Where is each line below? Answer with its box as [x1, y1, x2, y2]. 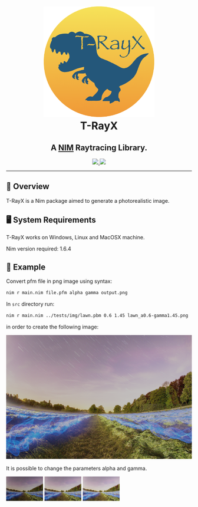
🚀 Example [6, 262, 46, 272]
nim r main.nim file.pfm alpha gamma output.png [6, 290, 128, 296]
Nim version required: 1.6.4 [6, 245, 72, 252]
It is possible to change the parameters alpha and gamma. [6, 465, 147, 472]
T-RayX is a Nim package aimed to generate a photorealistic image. [6, 197, 170, 204]
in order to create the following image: [6, 324, 99, 331]
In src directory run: [6, 301, 55, 308]
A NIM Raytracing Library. [50, 143, 148, 153]
